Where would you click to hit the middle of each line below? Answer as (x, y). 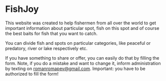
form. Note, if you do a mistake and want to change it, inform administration (83, 63)
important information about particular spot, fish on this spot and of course (82, 28)
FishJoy (22, 9)
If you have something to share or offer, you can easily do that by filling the (82, 58)
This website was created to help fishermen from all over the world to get (81, 23)
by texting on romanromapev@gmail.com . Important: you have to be (75, 69)
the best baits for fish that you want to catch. (51, 33)
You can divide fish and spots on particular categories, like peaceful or (78, 43)
